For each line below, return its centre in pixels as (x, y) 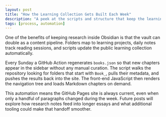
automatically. (19, 53)
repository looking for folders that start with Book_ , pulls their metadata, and (82, 73)
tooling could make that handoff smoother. (48, 109)
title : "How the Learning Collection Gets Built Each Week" (68, 14)
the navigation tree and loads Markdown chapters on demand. (68, 84)
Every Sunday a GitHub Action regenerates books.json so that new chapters (83, 63)
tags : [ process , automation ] (35, 23)
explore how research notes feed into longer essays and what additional (79, 104)
